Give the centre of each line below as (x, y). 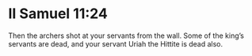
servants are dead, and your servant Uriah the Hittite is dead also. (116, 43)
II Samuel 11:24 (58, 14)
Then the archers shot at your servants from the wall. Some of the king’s (126, 35)
